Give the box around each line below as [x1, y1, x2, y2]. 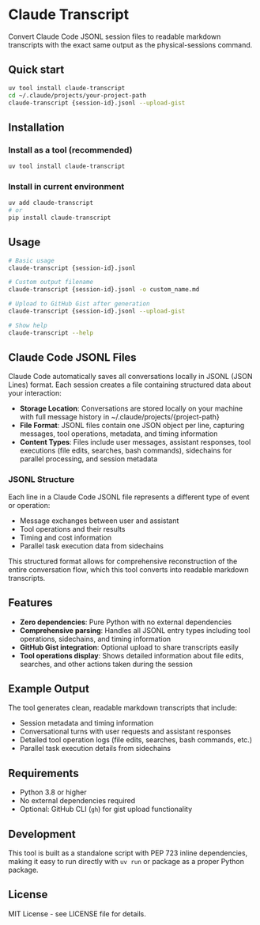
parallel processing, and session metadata [19, 454, 158, 464]
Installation [8, 120, 65, 134]
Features [8, 596, 53, 610]
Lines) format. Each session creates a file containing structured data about [8, 380, 251, 389]
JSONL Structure [8, 474, 75, 485]
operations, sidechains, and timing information [19, 634, 171, 643]
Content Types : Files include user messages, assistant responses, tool [19, 438, 251, 447]
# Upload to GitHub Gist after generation [8, 300, 150, 308]
